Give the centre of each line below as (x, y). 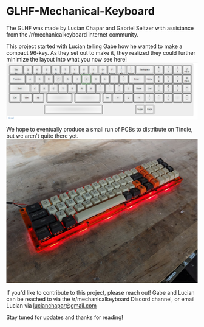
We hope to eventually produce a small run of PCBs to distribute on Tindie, (100, 130)
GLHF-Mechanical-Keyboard (80, 11)
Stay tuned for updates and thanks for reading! (65, 317)
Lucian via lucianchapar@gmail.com (52, 305)
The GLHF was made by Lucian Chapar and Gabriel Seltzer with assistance (100, 28)
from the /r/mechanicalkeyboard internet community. (72, 34)
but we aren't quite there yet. (42, 136)
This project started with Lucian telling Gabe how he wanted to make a (94, 46)
